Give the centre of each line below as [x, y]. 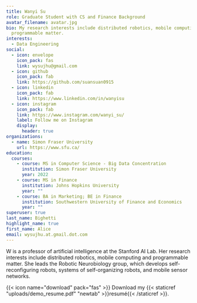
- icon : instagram [34, 104]
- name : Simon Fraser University [52, 142]
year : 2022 [35, 175]
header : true [38, 131]
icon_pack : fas [35, 60]
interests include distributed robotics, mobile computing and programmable [97, 257]
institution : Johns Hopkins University [70, 185]
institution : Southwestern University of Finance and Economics [102, 202]
